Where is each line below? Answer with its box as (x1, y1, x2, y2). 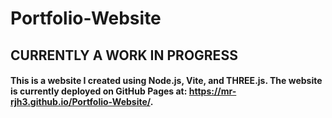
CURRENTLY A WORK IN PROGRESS (10, 47, 238, 64)
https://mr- (188, 85, 237, 97)
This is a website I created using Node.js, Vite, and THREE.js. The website (10, 75, 323, 87)
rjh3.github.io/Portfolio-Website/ (10, 96, 151, 108)
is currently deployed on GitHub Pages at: (10, 85, 188, 97)
